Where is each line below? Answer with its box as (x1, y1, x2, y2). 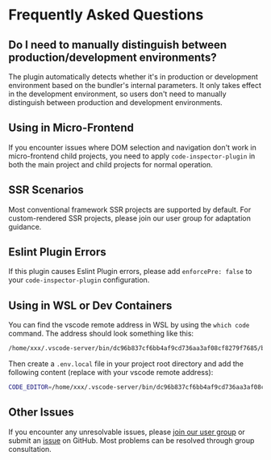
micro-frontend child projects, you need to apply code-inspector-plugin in (8, 151, 256, 161)
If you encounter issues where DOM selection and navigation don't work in (8, 142, 256, 152)
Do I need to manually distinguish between (8, 38, 227, 52)
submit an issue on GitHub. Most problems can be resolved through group (8, 435, 255, 445)
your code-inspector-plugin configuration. (8, 275, 150, 285)
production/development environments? (8, 50, 217, 64)
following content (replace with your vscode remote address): (8, 368, 214, 378)
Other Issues (8, 406, 74, 420)
